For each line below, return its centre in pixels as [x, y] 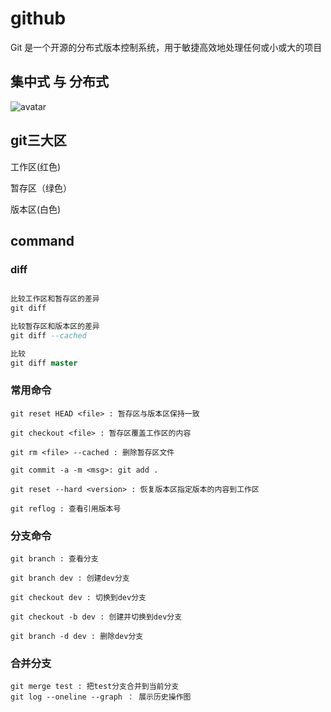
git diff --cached [48, 335]
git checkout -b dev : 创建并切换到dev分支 [96, 617]
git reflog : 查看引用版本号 [66, 508]
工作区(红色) [36, 166]
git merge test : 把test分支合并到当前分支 [95, 687]
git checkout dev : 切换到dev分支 [78, 598]
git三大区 [38, 140]
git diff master [44, 363]
